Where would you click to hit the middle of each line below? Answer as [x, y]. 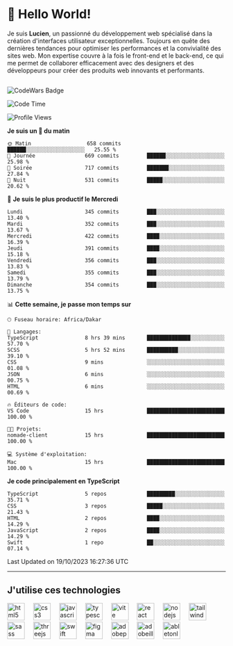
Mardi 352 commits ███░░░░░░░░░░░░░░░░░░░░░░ [116, 224]
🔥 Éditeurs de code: [37, 405]
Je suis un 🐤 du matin [38, 131]
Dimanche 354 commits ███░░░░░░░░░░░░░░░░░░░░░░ [116, 285]
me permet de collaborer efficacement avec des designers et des [101, 63]
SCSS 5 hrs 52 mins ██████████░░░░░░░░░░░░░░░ [116, 350]
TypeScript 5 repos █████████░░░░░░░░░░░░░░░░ [116, 494]
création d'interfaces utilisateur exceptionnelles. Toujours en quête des [109, 40]
